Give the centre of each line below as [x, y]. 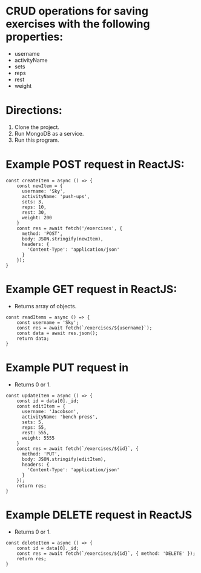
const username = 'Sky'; [48, 322]
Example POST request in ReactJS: [95, 164]
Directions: [34, 111]
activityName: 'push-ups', [56, 196]
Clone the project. [37, 127]
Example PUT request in [67, 367]
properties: [35, 37]
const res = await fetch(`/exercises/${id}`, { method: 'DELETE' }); [106, 553]
